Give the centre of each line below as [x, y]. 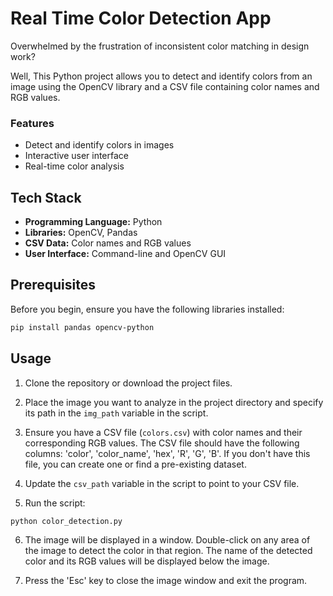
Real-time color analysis [74, 166]
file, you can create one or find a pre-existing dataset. [135, 464]
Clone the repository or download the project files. [128, 383]
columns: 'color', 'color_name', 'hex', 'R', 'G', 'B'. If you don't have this [167, 453]
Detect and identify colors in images [99, 145]
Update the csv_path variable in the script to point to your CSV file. [162, 483]
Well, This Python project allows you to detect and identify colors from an [161, 76]
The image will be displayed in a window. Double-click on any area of [167, 540]
